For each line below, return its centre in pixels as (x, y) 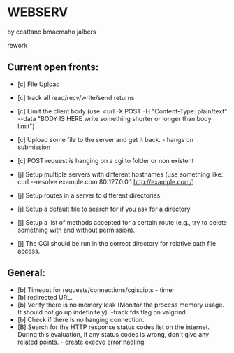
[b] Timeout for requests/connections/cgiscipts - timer (96, 290)
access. (29, 251)
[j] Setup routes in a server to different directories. (89, 195)
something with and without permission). (76, 230)
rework (17, 45)
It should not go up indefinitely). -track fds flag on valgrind (102, 312)
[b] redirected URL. (45, 297)
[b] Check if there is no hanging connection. (81, 319)
